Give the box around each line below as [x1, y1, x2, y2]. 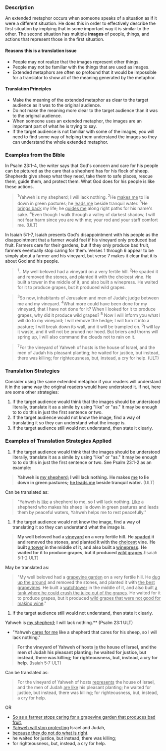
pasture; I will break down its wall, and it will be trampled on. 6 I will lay [17, 323, 160, 330]
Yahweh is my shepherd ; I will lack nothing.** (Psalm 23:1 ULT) [5, 619, 133, 626]
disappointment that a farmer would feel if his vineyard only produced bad [5, 237, 157, 243]
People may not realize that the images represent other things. [12, 58, 140, 64]
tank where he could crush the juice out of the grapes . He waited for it [17, 589, 161, 596]
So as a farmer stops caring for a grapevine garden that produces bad [12, 714, 156, 720]
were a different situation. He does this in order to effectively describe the [5, 20, 156, 26]
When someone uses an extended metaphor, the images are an [12, 118, 142, 124]
